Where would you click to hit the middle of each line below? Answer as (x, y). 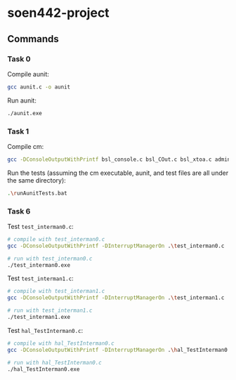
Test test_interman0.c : (40, 226)
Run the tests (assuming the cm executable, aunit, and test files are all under (118, 173)
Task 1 (18, 131)
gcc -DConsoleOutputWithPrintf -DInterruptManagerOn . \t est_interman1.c (116, 298)
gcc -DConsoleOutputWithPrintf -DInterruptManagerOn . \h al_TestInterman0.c (120, 350)
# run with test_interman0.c (50, 258)
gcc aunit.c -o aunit (39, 87)
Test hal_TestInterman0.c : (45, 330)
